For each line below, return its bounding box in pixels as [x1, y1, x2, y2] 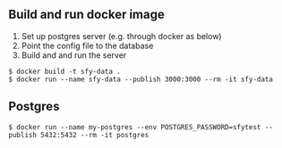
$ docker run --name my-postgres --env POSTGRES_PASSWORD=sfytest [8, 122, 261, 132]
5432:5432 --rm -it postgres [40, 130, 150, 139]
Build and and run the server [21, 49, 127, 61]
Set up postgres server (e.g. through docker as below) [21, 30, 222, 41]
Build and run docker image [8, 7, 165, 22]
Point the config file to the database [21, 40, 154, 51]
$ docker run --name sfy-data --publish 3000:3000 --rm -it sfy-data [8, 75, 274, 84]
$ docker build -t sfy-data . [8, 67, 122, 76]
